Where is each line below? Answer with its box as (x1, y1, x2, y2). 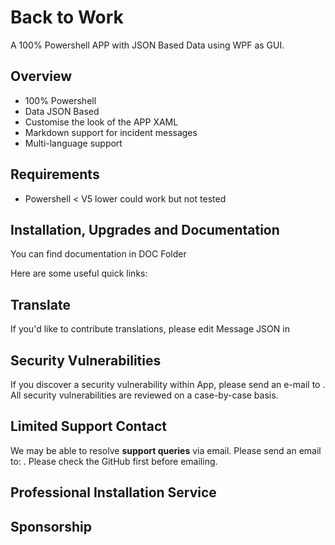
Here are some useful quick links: (10, 267, 148, 280)
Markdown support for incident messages (24, 126, 198, 138)
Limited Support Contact (10, 418, 167, 435)
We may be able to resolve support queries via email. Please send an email (10, 444, 322, 456)
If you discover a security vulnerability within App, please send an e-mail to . (10, 379, 326, 390)
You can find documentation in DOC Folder (10, 248, 187, 260)
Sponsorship (10, 518, 92, 535)
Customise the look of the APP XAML (24, 116, 179, 128)
